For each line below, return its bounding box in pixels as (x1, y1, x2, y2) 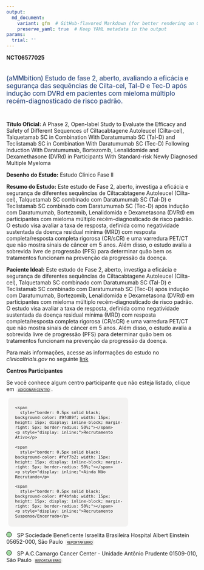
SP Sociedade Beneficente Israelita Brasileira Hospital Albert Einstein (16, 531, 189, 539)
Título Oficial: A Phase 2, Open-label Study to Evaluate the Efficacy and (6, 120, 186, 128)
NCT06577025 (6, 54, 45, 61)
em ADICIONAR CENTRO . (6, 385, 53, 393)
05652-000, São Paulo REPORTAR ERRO (6, 538, 93, 545)
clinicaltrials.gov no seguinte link (6, 355, 89, 362)
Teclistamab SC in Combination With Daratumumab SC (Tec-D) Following (6, 139, 189, 147)
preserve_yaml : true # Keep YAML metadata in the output (17, 26, 167, 32)
